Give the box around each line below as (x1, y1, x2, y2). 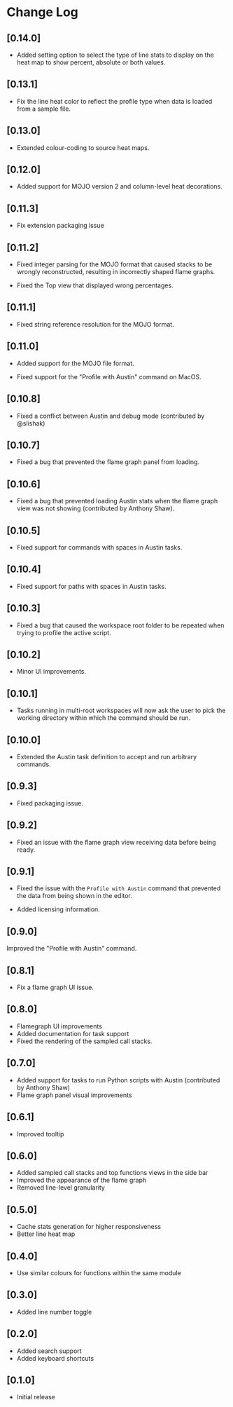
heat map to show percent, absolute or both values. (16, 58, 166, 67)
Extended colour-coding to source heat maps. (16, 143, 150, 151)
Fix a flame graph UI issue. (16, 983, 94, 992)
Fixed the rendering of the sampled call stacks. (16, 1037, 153, 1045)
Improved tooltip (16, 1129, 64, 1138)
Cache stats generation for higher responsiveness (16, 1223, 162, 1231)
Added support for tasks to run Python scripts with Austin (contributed (16, 1075, 220, 1084)
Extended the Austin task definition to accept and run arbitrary (16, 753, 197, 761)
